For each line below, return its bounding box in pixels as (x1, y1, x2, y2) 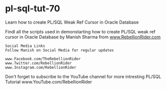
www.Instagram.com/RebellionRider (5, 65, 77, 70)
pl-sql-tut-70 (5, 3, 60, 14)
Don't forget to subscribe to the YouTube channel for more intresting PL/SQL (5, 73, 162, 79)
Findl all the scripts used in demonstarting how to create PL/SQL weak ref (5, 29, 156, 34)
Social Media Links (5, 43, 46, 48)
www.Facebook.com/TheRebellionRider (5, 56, 81, 61)
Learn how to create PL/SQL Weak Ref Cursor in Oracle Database (5, 19, 139, 25)
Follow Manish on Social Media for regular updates (5, 48, 114, 53)
